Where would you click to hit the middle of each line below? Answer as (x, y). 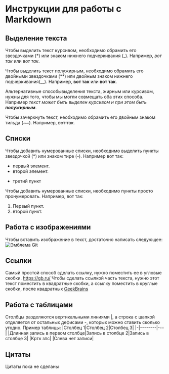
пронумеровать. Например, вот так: (44, 196)
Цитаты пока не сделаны (32, 366)
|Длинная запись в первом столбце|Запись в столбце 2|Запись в (78, 333)
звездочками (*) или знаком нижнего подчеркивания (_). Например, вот (83, 56)
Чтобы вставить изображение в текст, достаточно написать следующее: (84, 239)
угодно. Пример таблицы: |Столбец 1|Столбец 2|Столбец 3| (70, 328)
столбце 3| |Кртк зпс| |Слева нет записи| (50, 339)
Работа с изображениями (48, 227)
